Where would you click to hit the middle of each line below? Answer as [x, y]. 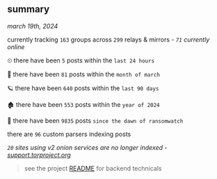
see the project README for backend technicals [93, 168]
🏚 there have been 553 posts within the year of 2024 [83, 104]
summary [29, 9]
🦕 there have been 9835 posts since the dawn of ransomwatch [95, 120]
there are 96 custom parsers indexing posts [69, 134]
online [16, 46]
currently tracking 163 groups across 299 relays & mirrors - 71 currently [108, 40]
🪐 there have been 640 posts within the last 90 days [83, 88]
